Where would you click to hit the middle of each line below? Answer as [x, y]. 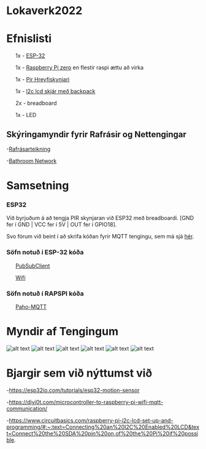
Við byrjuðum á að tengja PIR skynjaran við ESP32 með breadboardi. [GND [100, 218]
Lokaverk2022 [44, 11]
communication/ [27, 409]
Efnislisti [29, 39]
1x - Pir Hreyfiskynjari [42, 80]
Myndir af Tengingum [62, 332]
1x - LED [26, 115]
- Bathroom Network [32, 160]
